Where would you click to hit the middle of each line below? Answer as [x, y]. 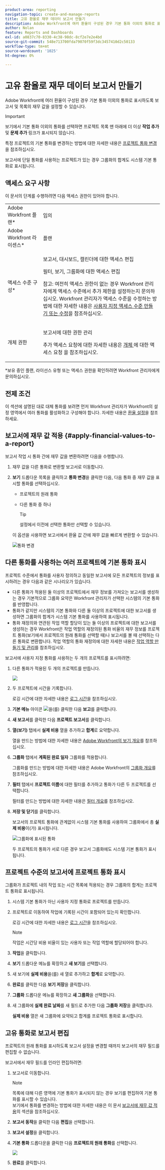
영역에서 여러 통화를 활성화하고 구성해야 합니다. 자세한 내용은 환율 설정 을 [80, 412]
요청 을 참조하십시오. [76, 352]
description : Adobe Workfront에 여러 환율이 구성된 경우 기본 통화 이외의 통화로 [80, 23]
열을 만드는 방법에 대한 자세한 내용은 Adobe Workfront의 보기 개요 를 [78, 740]
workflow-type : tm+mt [27, 46]
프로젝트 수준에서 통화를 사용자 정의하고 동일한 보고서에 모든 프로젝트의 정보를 [80, 575]
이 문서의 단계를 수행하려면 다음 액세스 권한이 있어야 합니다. [62, 196]
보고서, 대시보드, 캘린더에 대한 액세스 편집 [88, 259]
